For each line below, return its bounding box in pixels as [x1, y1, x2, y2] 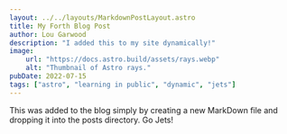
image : [9, 47, 34, 56]
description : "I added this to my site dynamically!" [9, 38, 217, 48]
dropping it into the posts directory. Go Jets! [9, 114, 174, 125]
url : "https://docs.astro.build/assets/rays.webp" [25, 55, 220, 64]
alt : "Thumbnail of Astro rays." [25, 64, 152, 73]
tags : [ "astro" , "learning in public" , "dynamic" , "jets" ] [9, 80, 236, 89]
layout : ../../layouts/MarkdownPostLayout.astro [9, 13, 196, 22]
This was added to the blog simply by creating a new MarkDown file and [9, 104, 278, 115]
